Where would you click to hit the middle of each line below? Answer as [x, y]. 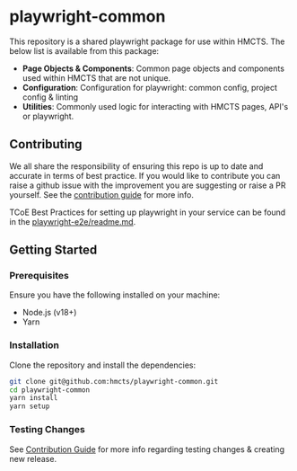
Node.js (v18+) [49, 313]
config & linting [50, 97]
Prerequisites [39, 276]
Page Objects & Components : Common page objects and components [153, 68]
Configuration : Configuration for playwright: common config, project [150, 87]
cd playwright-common [50, 390]
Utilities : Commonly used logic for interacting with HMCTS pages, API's [155, 106]
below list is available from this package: [84, 50]
